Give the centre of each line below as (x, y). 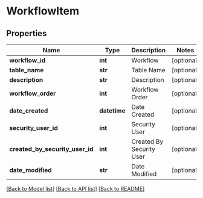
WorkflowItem (43, 11)
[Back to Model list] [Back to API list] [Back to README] (76, 189)
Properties (27, 33)
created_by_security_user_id (51, 149)
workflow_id (27, 60)
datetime (112, 111)
